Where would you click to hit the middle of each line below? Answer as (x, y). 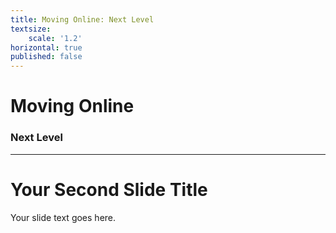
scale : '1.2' (55, 38)
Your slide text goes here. (63, 217)
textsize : (31, 29)
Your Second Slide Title (109, 189)
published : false (46, 57)
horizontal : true (46, 47)
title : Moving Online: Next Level (82, 19)
